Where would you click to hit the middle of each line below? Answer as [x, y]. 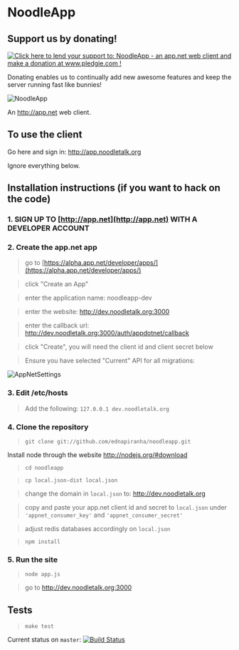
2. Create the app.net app [52, 248]
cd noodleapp [44, 468]
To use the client [45, 135]
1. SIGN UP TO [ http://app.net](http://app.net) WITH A [102, 219]
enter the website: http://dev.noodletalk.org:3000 [97, 312]
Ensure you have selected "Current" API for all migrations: [110, 361]
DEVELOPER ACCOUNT [49, 229]
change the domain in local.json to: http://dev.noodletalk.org [115, 494]
